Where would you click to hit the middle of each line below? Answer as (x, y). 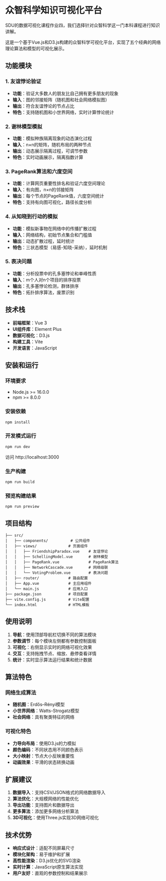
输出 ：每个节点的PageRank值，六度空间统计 (58, 196)
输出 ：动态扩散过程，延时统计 (43, 241)
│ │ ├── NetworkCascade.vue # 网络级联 (57, 567)
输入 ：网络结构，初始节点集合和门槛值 (52, 235)
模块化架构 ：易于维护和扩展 (41, 854)
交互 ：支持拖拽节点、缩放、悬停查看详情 (54, 653)
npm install (18, 422)
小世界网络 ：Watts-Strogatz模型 (46, 711)
